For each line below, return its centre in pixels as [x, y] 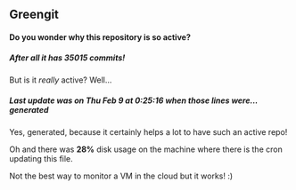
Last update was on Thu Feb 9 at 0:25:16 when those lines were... [134, 100]
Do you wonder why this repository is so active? [100, 37]
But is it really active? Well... [61, 80]
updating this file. [41, 158]
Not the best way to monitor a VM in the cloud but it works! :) [121, 176]
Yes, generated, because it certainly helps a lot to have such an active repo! [148, 131]
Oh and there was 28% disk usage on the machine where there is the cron [146, 149]
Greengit [34, 15]
